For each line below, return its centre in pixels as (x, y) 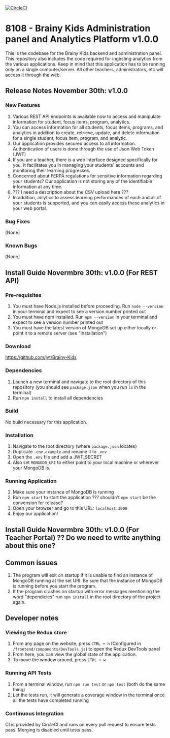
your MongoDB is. (31, 468)
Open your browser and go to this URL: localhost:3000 (70, 508)
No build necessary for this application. (46, 422)
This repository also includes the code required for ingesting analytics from (84, 58)
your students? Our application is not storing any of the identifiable (82, 181)
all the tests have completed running (50, 700)
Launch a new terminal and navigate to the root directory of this (79, 382)
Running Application (31, 481)
